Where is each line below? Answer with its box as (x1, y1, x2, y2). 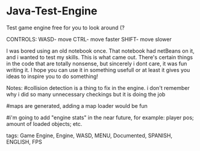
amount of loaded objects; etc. (6, 120, 83, 127)
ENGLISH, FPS (6, 138, 42, 145)
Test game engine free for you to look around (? (6, 24, 125, 31)
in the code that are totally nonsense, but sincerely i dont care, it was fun (6, 60, 187, 67)
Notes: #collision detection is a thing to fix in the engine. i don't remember (6, 84, 190, 91)
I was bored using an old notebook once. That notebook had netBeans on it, (6, 47, 195, 55)
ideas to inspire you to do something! (6, 73, 98, 80)
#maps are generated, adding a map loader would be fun (6, 102, 148, 109)
